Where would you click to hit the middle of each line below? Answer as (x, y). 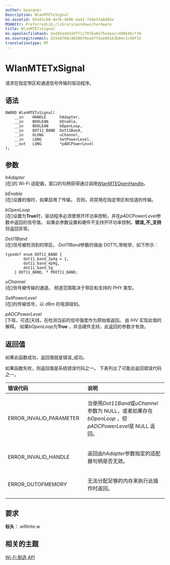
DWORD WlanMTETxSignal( (30, 112)
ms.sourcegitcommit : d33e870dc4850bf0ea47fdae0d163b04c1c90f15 (73, 39)
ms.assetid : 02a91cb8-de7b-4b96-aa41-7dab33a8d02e (60, 19)
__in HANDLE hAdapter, (47, 117)
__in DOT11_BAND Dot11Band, (48, 130)
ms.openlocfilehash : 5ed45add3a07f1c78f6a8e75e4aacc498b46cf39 (73, 34)
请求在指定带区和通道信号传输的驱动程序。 (50, 83)
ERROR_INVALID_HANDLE (39, 457)
